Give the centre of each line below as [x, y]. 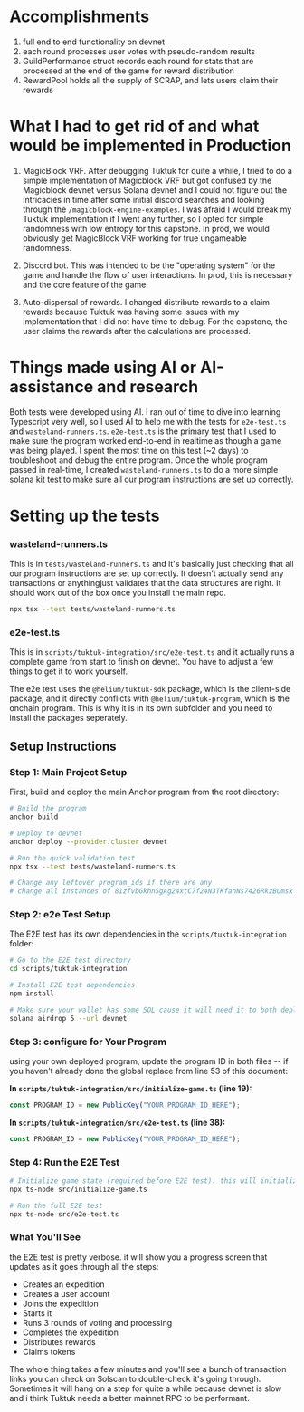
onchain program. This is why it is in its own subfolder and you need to [141, 708]
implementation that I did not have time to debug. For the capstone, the [155, 321]
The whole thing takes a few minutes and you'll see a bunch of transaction [148, 1369]
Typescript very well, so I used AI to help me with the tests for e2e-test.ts [148, 421]
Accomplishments [80, 17]
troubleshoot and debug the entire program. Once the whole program [139, 460]
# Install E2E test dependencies [72, 985]
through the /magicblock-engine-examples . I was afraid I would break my [157, 209]
